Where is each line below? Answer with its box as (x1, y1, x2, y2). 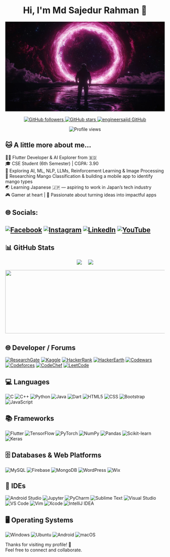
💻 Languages (5, 378, 50, 386)
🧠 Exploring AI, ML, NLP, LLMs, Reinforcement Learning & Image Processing (5, 167, 164, 174)
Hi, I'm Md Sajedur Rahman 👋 (23, 5, 147, 16)
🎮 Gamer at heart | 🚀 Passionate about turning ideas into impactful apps (5, 192, 157, 198)
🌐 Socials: (5, 208, 38, 217)
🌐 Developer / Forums (5, 343, 76, 352)
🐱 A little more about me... (5, 141, 92, 150)
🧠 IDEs (5, 481, 26, 490)
